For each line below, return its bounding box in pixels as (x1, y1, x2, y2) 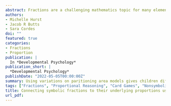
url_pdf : (5, 93, 24, 98)
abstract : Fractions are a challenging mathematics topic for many (5, 7, 152, 13)
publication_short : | (5, 64, 51, 69)
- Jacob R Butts (5, 21, 40, 27)
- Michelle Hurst (5, 17, 42, 22)
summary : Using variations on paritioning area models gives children (5, 78, 158, 84)
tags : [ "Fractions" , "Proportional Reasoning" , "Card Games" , (5, 83, 140, 88)
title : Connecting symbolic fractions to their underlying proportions (5, 88, 160, 93)
